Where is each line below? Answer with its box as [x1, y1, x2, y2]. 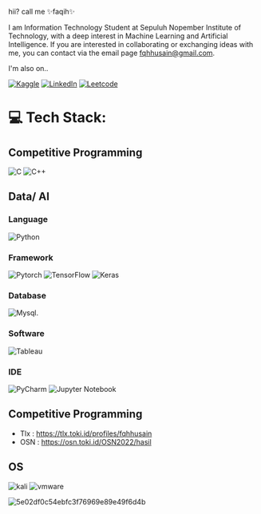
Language [8, 214, 49, 225]
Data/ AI [8, 190, 50, 204]
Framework [8, 251, 53, 263]
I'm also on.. [8, 64, 49, 73]
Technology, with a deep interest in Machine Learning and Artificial [8, 31, 229, 41]
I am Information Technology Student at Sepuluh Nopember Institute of [8, 23, 242, 32]
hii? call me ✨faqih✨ [8, 7, 76, 16]
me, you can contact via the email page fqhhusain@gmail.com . [8, 48, 216, 57]
